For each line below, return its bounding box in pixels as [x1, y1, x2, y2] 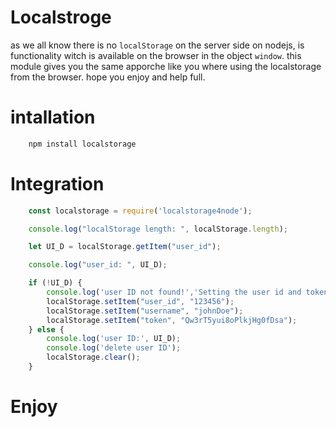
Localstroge [10, 6, 112, 29]
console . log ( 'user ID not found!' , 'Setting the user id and [46, 287, 302, 298]
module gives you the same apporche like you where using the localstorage [10, 60, 322, 72]
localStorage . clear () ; [46, 352, 141, 363]
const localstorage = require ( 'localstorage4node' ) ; [28, 206, 253, 216]
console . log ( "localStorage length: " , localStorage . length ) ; [28, 224, 288, 234]
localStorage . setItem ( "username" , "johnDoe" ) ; [46, 306, 244, 316]
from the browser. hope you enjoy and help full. [10, 71, 206, 83]
